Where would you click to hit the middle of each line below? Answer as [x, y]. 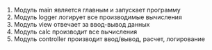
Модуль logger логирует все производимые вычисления [98, 17]
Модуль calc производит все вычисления [75, 32]
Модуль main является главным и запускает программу [97, 10]
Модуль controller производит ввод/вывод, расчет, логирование [109, 39]
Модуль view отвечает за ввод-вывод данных [82, 24]
